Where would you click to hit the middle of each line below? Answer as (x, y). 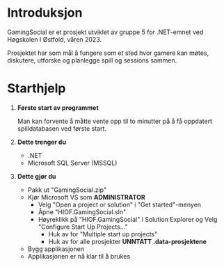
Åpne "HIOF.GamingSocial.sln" (82, 212)
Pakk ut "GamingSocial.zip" (67, 190)
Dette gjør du (37, 176)
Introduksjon (45, 13)
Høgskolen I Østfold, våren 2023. (55, 39)
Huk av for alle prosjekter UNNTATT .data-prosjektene (128, 241)
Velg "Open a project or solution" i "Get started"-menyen (120, 204)
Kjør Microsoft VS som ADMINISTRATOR (86, 197)
